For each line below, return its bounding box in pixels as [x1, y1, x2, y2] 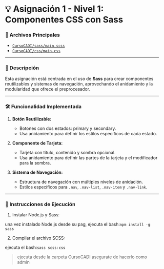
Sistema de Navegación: [12, 169, 63, 175]
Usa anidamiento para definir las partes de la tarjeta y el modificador [19, 155, 158, 161]
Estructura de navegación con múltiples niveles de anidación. [19, 179, 143, 185]
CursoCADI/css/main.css [12, 49, 61, 54]
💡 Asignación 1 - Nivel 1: [5, 3, 104, 15]
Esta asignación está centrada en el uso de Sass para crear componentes [5, 76, 154, 82]
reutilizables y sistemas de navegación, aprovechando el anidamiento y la [5, 81, 153, 86]
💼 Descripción [5, 64, 39, 71]
